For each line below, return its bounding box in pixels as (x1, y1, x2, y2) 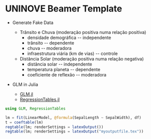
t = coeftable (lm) (5, 119, 43, 125)
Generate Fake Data (12, 19, 54, 25)
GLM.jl (19, 91, 33, 97)
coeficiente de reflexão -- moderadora (27, 71, 107, 77)
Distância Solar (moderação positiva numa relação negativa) (19, 55, 144, 61)
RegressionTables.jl (19, 96, 60, 102)
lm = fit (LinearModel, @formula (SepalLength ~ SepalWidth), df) (5, 115, 142, 120)
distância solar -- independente (27, 61, 92, 67)
